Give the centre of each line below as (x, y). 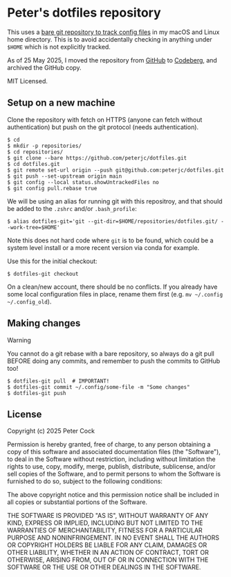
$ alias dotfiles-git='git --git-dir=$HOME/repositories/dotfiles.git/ (112, 221)
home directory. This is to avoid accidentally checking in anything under (110, 39)
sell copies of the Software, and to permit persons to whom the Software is (114, 474)
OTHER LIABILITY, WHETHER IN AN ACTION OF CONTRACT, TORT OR (108, 553)
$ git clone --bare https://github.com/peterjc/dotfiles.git (97, 158)
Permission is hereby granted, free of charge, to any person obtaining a (109, 444)
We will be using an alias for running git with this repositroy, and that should (115, 201)
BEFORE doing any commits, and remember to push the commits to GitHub (114, 361)
